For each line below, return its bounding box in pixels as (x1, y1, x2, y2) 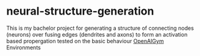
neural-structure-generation (6, 4, 154, 18)
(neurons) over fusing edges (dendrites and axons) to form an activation (6, 30, 188, 38)
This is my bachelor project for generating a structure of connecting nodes (6, 24, 194, 32)
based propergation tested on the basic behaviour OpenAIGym (6, 37, 164, 44)
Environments (6, 44, 41, 51)
